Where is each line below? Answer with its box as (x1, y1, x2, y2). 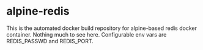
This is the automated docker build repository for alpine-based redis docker (6, 24, 197, 32)
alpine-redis (6, 4, 70, 18)
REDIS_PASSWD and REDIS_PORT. (6, 37, 94, 45)
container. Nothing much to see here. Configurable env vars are (6, 30, 167, 38)
